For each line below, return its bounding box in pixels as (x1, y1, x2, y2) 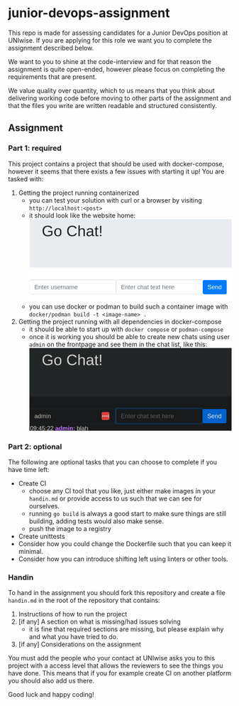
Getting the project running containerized (18, 188, 140, 197)
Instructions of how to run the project (18, 610, 128, 619)
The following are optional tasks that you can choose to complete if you (8, 458, 217, 466)
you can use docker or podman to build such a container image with (28, 302, 228, 311)
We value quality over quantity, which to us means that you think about (8, 86, 215, 95)
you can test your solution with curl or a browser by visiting (28, 196, 203, 204)
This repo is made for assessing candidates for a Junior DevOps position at (8, 28, 228, 37)
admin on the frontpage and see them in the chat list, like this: (28, 340, 208, 349)
